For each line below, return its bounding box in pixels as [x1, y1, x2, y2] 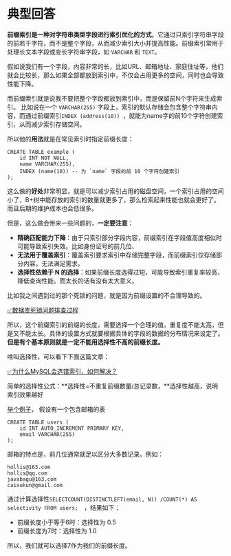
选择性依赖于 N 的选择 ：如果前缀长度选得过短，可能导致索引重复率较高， [16, 268, 224, 276]
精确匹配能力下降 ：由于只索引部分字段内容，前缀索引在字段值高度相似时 [16, 233, 222, 241]
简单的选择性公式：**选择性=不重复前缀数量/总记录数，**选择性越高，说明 [7, 381, 219, 390]
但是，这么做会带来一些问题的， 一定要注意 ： [7, 219, 134, 227]
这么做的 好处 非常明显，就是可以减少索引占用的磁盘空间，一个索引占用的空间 [7, 187, 224, 195]
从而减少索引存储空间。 [19, 120, 86, 128]
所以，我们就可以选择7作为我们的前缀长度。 [7, 541, 131, 549]
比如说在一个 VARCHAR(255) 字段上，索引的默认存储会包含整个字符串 [20, 103, 212, 111]
